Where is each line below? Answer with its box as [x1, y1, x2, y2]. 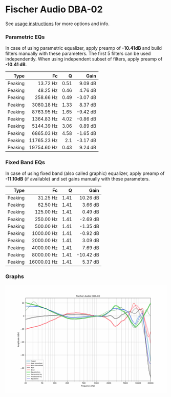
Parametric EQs [5, 33, 45, 41]
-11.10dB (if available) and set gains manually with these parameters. [5, 176, 150, 182]
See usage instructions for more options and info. [5, 21, 110, 27]
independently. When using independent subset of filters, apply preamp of [5, 56, 163, 62]
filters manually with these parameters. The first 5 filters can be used [5, 50, 151, 57]
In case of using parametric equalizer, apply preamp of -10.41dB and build [5, 45, 162, 51]
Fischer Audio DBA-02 [5, 4, 103, 15]
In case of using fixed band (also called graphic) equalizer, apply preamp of [5, 170, 165, 176]
